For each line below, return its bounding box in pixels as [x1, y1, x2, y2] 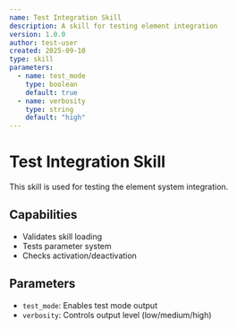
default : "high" [25, 113, 87, 122]
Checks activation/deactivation [21, 250, 137, 261]
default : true [25, 88, 78, 97]
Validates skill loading [21, 230, 103, 242]
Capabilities [9, 207, 78, 222]
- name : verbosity [17, 96, 87, 106]
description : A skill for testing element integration [9, 22, 218, 30]
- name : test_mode [17, 72, 87, 81]
